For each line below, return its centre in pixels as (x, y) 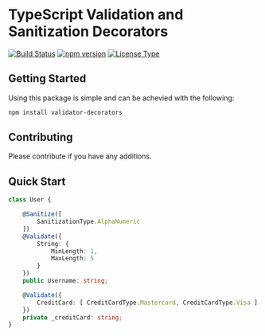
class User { (30, 200)
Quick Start (37, 181)
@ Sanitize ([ (42, 214)
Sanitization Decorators (88, 31)
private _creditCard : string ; (73, 317)
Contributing (41, 137)
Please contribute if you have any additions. (80, 156)
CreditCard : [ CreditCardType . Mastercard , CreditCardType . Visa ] (148, 303)
